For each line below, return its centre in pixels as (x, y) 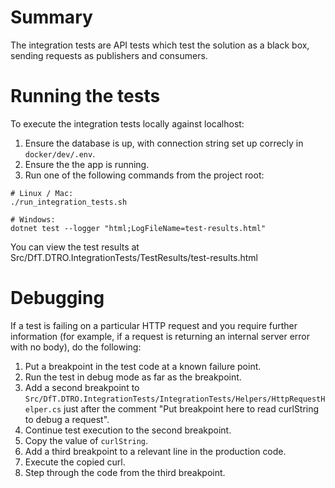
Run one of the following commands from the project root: (144, 175)
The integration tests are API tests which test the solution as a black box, (160, 45)
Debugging (57, 298)
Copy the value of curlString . (86, 440)
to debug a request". (67, 419)
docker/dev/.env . (60, 153)
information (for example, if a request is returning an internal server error (160, 336)
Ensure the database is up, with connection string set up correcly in (164, 143)
